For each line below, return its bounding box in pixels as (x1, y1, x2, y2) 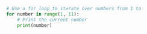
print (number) (17, 22, 52, 28)
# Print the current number (17, 17, 87, 23)
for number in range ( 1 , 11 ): (6, 11, 80, 17)
